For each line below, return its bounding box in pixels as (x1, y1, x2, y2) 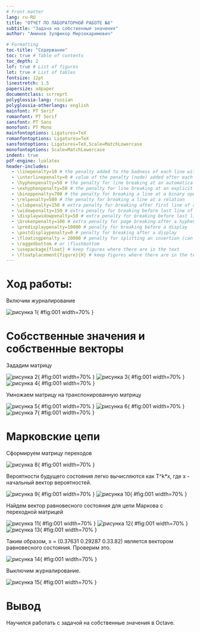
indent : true (6, 152, 39, 158)
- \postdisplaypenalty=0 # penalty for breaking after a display (11, 230, 177, 236)
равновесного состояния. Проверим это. (6, 544, 111, 551)
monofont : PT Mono (6, 124, 52, 131)
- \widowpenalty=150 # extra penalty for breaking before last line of (11, 208, 193, 214)
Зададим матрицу (6, 362, 52, 369)
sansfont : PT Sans (6, 119, 52, 125)
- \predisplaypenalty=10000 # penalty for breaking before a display (11, 224, 187, 230)
